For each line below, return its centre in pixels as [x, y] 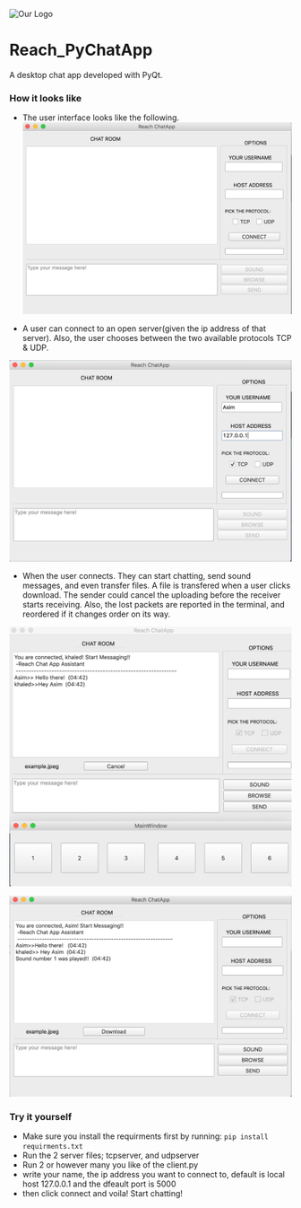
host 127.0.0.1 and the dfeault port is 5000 [99, 1184]
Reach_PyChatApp [81, 50]
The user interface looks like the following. [101, 118]
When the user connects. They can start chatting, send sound [137, 576]
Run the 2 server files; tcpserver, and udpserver [111, 1155]
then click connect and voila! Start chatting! [103, 1193]
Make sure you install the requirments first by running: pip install [145, 1136]
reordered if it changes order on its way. [96, 614]
